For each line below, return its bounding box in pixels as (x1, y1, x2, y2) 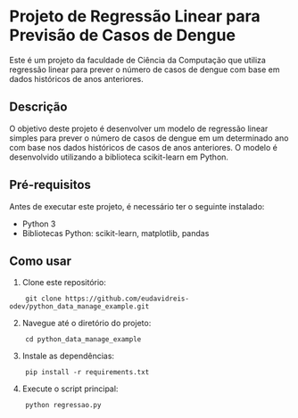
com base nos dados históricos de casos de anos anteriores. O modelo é (9, 142, 278, 152)
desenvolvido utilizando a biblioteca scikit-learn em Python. (9, 152, 229, 162)
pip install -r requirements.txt (25, 368, 150, 377)
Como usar (9, 253, 72, 268)
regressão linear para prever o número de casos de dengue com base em (9, 64, 280, 75)
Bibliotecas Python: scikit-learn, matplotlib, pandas (21, 227, 210, 238)
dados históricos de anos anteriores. (9, 73, 145, 84)
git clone (25, 294, 62, 304)
